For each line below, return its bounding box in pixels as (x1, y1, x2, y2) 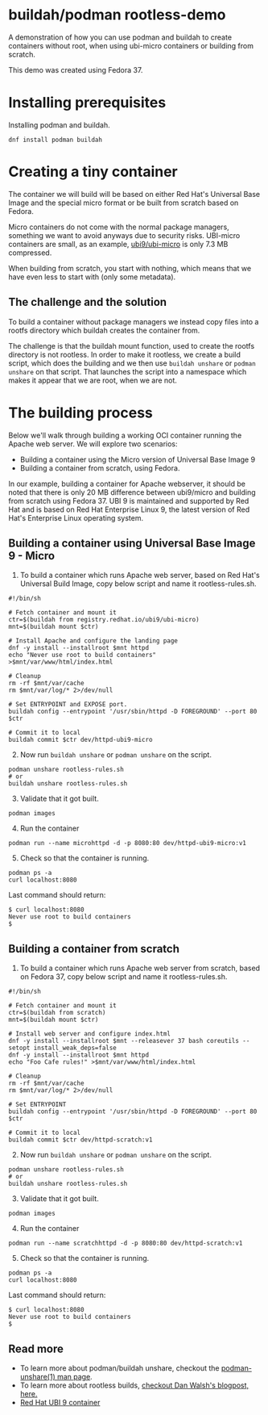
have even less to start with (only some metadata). (8, 272, 176, 282)
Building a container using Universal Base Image (8, 536, 256, 550)
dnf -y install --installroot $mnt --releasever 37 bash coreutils (8, 1037, 240, 1045)
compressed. (8, 248, 52, 257)
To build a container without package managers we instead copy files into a (8, 316, 259, 326)
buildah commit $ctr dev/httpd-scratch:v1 (8, 1136, 153, 1144)
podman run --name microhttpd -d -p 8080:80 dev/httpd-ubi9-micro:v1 (8, 839, 247, 848)
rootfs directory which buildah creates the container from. (8, 325, 200, 335)
